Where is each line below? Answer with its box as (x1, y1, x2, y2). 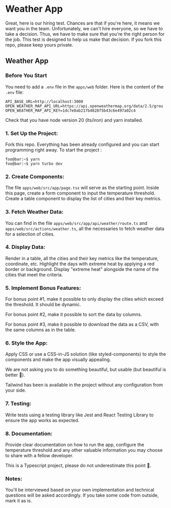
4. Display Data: (5, 244, 45, 251)
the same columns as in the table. (5, 327, 76, 333)
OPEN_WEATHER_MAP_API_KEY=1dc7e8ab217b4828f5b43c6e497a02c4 (5, 108, 136, 113)
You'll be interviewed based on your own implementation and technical (5, 487, 155, 493)
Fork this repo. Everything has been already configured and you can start (5, 141, 160, 147)
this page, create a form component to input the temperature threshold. (5, 190, 156, 196)
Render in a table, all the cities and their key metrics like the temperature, (5, 255, 159, 261)
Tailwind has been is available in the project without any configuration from (5, 382, 163, 388)
